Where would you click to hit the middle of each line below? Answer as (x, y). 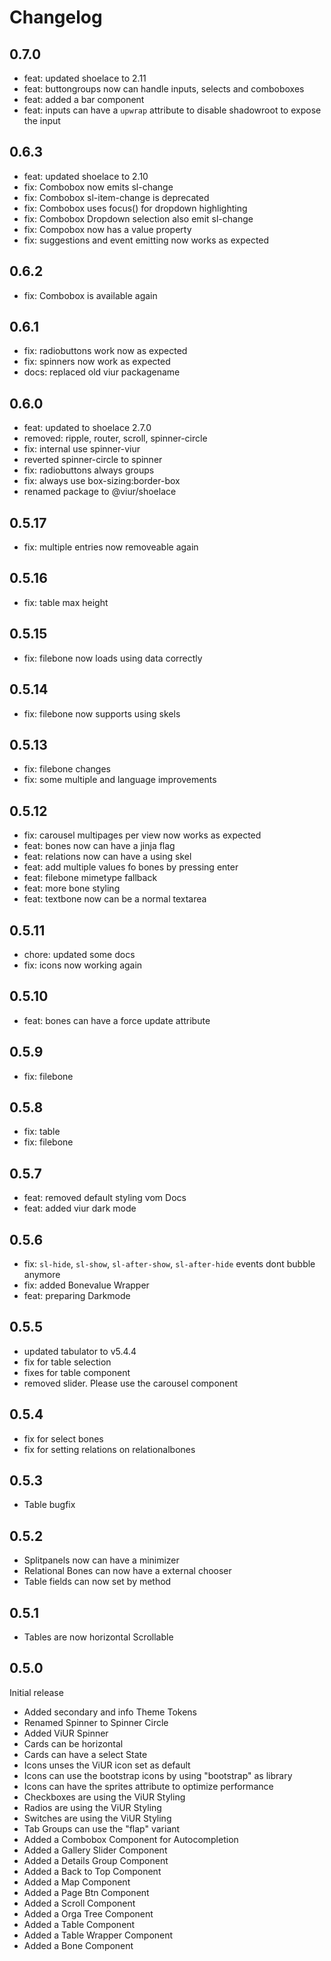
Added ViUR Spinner (66, 1733)
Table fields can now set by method (97, 1582)
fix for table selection (67, 1362)
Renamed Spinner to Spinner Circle (96, 1722)
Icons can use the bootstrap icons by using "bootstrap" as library (158, 1775)
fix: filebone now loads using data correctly (113, 658)
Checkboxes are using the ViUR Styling (104, 1797)
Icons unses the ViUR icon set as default (107, 1765)
